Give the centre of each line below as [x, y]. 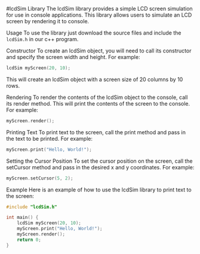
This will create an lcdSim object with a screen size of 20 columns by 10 [95, 79]
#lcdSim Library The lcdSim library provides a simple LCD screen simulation [99, 9]
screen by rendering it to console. [48, 21]
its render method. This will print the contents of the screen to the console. [98, 103]
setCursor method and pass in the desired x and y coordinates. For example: [100, 167]
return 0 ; [29, 240]
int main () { [22, 218]
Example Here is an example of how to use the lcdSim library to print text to [99, 190]
